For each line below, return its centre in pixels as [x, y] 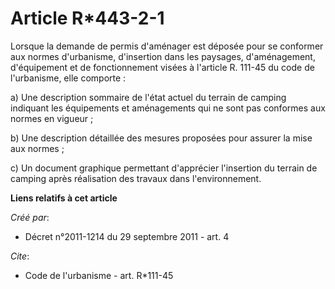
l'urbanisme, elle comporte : [68, 78]
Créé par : [30, 217]
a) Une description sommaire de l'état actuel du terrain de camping [148, 97]
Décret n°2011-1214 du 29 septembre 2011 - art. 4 [127, 236]
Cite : [20, 256]
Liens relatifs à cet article [64, 198]
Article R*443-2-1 [87, 18]
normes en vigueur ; [52, 118]
